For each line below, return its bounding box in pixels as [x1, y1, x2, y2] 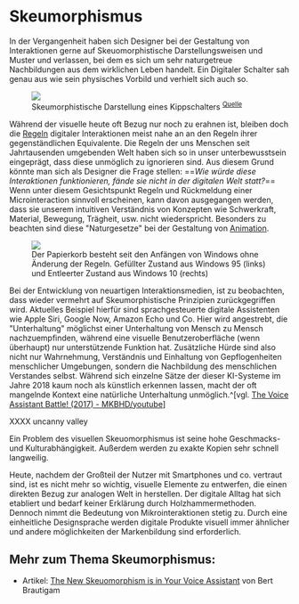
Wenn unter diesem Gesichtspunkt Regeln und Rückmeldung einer [9, 184, 253, 195]
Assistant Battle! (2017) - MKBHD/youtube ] [9, 398, 166, 409]
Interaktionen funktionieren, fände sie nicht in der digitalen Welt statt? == [9, 175, 276, 186]
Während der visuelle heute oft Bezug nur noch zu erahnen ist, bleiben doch [9, 118, 289, 129]
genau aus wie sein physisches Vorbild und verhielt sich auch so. [9, 73, 249, 84]
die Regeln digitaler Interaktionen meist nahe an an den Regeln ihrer [9, 127, 258, 139]
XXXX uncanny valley [9, 416, 89, 427]
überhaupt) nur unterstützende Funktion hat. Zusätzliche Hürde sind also [9, 341, 276, 353]
